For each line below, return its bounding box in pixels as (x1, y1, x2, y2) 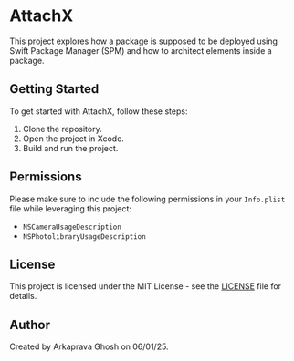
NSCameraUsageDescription (22, 222, 121, 232)
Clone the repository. (22, 123, 102, 134)
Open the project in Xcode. (22, 133, 125, 144)
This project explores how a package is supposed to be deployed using (9, 36, 278, 46)
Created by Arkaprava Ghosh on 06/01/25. (9, 341, 169, 352)
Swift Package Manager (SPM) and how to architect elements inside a (9, 45, 272, 56)
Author (9, 316, 50, 333)
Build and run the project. (22, 142, 119, 153)
